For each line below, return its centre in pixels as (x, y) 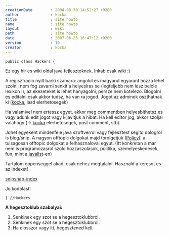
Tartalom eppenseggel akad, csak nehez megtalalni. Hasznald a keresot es (83, 163)
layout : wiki (35, 29)
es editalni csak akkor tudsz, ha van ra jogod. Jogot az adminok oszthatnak (84, 97)
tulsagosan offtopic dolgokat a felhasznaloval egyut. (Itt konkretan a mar (81, 143)
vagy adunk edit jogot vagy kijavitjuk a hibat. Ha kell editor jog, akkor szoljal (84, 117)
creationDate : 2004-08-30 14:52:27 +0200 (59, 10)
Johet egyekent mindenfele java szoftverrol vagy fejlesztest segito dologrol (84, 132)
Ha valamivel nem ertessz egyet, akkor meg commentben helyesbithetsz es (84, 112)
